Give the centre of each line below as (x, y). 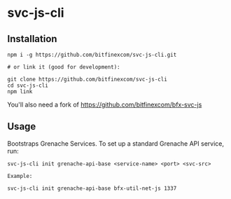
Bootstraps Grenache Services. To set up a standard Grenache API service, (115, 143)
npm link (20, 92)
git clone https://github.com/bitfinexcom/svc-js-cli (87, 79)
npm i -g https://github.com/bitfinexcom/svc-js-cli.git (92, 55)
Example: (20, 176)
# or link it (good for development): (64, 67)
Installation (32, 39)
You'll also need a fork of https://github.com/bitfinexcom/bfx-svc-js (105, 104)
